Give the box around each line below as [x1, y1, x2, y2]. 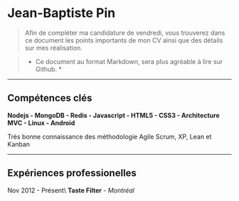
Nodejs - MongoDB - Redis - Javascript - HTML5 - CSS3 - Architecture [7, 111, 221, 119]
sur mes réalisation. [24, 43, 83, 52]
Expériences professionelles [7, 167, 137, 179]
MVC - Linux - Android [7, 119, 75, 127]
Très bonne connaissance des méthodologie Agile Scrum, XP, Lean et [7, 132, 212, 141]
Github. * [35, 65, 63, 73]
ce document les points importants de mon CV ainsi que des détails [24, 36, 223, 44]
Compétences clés [7, 92, 92, 104]
